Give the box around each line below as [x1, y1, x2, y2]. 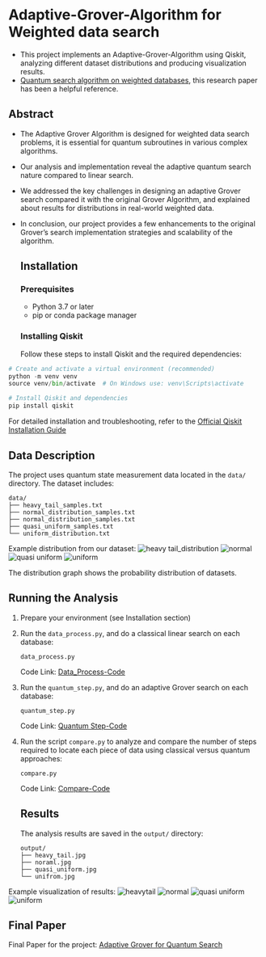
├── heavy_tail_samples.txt [8, 501, 103, 509]
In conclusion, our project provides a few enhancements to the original [19, 218, 256, 228]
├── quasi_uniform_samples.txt [8, 522, 114, 530]
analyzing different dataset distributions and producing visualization [19, 58, 247, 68]
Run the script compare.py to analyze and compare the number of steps [19, 736, 257, 746]
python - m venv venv [8, 372, 78, 381]
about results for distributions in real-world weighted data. [19, 203, 214, 213]
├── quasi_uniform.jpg [19, 865, 97, 874]
